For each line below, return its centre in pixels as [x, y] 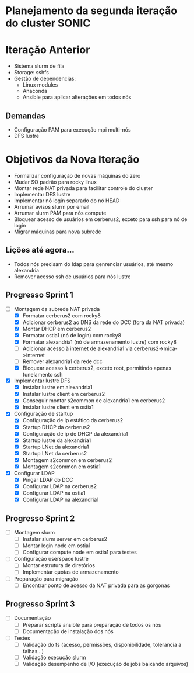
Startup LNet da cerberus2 [55, 453]
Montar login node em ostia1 [57, 546]
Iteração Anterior [48, 50]
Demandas [26, 115]
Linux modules [40, 85]
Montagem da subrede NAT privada [57, 309]
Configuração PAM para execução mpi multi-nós [73, 129]
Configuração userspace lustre [51, 559]
